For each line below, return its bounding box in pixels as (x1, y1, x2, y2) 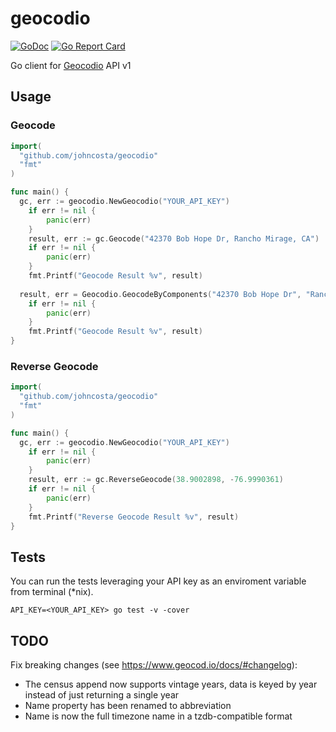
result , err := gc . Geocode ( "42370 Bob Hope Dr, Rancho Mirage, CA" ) (28, 233, 320, 244)
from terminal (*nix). (10, 586, 94, 598)
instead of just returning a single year (24, 689, 180, 701)
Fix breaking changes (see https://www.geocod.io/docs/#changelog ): (10, 659, 298, 671)
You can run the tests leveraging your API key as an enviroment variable (10, 575, 307, 587)
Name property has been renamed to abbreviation (24, 700, 232, 712)
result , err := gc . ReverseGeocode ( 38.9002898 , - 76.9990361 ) (28, 475, 284, 485)
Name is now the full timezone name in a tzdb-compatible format (24, 710, 293, 722)
